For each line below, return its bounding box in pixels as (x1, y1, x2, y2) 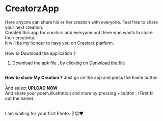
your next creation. (5, 24, 43, 30)
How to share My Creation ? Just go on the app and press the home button (5, 74, 158, 80)
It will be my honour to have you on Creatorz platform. (5, 40, 114, 46)
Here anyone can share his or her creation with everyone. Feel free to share (5, 19, 158, 25)
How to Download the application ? (5, 50, 76, 56)
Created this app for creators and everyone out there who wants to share (5, 29, 153, 35)
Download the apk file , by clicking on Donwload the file (12, 60, 125, 66)
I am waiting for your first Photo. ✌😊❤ (5, 110, 84, 116)
